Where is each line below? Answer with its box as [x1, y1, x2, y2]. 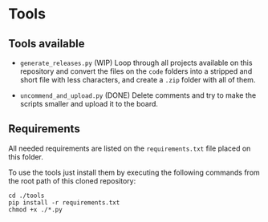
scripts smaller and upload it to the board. [19, 99, 159, 108]
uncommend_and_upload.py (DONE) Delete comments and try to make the [19, 91, 257, 100]
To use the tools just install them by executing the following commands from [8, 168, 261, 177]
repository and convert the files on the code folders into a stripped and [19, 67, 253, 76]
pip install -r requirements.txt [8, 198, 120, 207]
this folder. [8, 151, 44, 161]
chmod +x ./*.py [8, 205, 63, 213]
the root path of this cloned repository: [8, 176, 136, 185]
